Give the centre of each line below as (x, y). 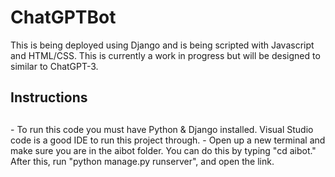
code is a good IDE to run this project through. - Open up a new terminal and (168, 140)
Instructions (49, 97)
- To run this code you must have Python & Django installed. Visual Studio (162, 129)
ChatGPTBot (63, 17)
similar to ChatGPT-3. (54, 66)
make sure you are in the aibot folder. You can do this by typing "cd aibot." (163, 150)
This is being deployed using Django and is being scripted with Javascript (162, 45)
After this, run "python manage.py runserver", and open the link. (142, 161)
